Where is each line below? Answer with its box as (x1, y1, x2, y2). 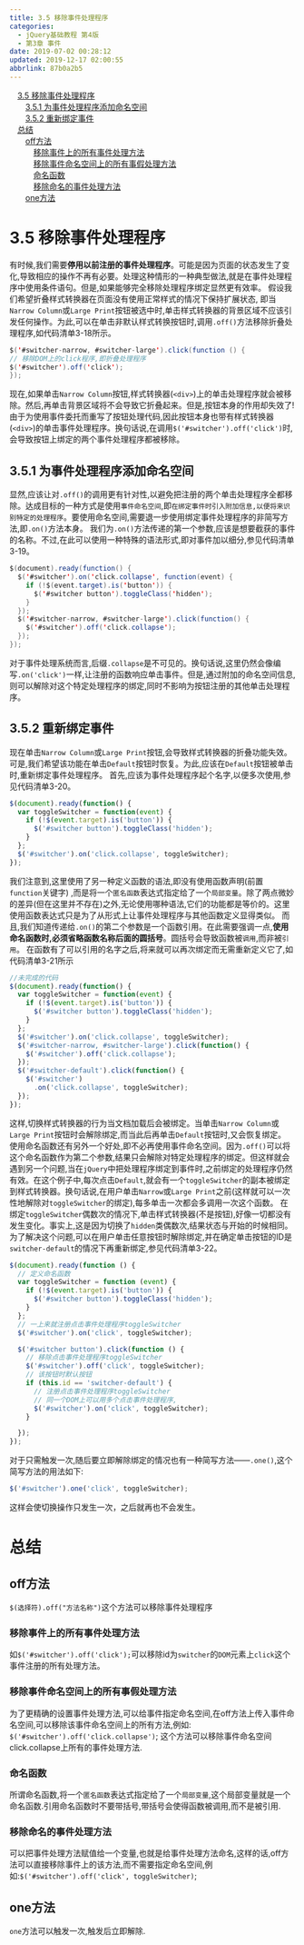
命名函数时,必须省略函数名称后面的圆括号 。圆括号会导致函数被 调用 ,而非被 (9, 933, 283, 943)
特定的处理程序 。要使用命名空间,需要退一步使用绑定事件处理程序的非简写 (15, 512, 281, 523)
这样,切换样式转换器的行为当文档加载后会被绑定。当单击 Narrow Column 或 (9, 1117, 279, 1128)
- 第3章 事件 (17, 38, 62, 48)
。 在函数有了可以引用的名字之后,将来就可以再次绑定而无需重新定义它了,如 (15, 943, 293, 954)
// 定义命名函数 (17, 1269, 71, 1278)
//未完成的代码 (9, 973, 59, 982)
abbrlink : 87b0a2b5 (9, 65, 83, 74)
